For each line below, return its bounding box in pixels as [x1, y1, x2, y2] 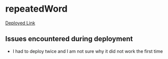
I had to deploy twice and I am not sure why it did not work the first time [12, 48, 163, 54]
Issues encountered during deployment [5, 35, 133, 43]
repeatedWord [5, 3, 68, 15]
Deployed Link [5, 20, 36, 26]
